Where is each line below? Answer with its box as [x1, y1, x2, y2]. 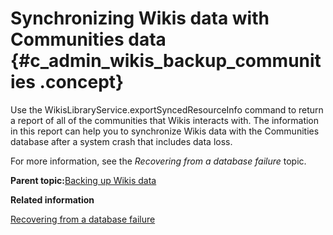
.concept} [39, 71, 125, 94]
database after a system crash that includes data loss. [10, 135, 233, 147]
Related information [10, 193, 95, 206]
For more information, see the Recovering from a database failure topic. [10, 155, 307, 167]
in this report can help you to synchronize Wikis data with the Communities [10, 125, 320, 137]
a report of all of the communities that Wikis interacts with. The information [10, 114, 320, 126]
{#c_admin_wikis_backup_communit [10, 50, 322, 72]
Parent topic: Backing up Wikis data [10, 174, 157, 186]
